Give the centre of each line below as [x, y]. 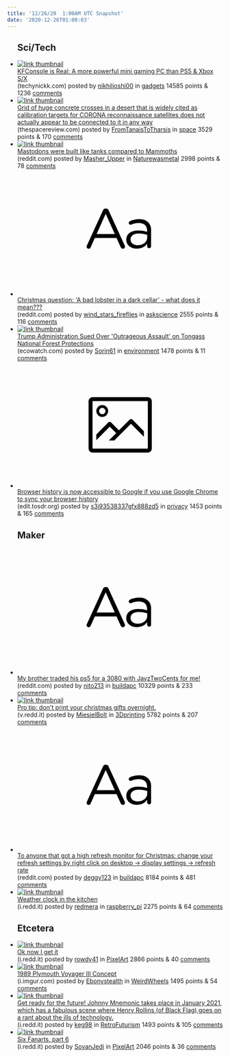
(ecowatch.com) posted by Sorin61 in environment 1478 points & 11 [111, 351]
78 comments [36, 166]
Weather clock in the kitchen [57, 899]
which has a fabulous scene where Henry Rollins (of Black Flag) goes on [119, 1010]
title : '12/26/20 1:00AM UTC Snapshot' [66, 13]
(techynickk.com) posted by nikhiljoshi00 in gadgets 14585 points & [113, 86]
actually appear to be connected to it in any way [85, 122]
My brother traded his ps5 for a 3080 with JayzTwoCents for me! [108, 678]
